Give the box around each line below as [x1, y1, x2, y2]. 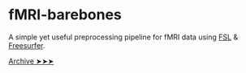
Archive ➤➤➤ [8, 56, 54, 66]
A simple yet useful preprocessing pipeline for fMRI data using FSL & [8, 32, 239, 42]
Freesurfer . [8, 40, 45, 50]
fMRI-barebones [8, 6, 122, 24]
